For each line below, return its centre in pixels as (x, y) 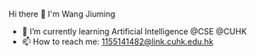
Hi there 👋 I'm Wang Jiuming (62, 14)
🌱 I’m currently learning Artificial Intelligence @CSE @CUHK (134, 31)
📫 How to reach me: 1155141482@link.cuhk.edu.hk (118, 42)
